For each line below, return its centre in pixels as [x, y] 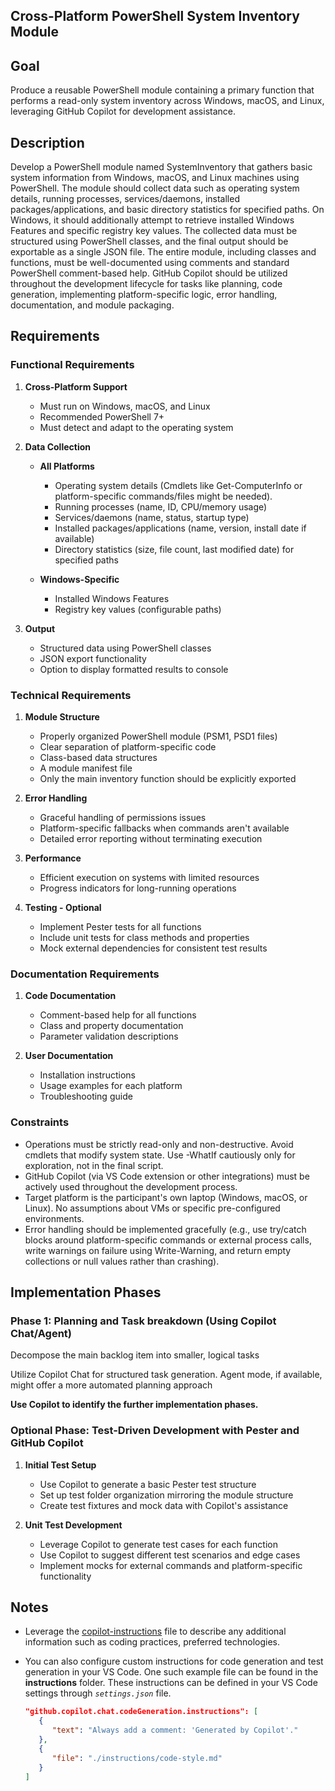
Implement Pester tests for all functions [120, 927]
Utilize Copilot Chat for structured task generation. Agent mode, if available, [166, 1375]
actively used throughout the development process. [131, 1186]
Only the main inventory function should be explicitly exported [168, 778]
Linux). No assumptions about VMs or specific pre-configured [152, 1208]
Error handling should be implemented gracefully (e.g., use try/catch [165, 1229]
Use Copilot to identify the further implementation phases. [134, 1405]
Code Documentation [70, 996]
